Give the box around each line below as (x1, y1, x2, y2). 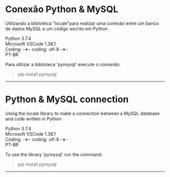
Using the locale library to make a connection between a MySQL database (5, 110, 160, 116)
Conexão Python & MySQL (5, 4, 118, 15)
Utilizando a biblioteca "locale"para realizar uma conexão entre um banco (5, 20, 159, 26)
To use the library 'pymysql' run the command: (5, 151, 103, 157)
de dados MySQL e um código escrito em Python (5, 25, 108, 31)
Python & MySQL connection (5, 94, 129, 105)
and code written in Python (5, 115, 62, 122)
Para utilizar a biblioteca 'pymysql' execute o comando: (5, 61, 120, 67)
